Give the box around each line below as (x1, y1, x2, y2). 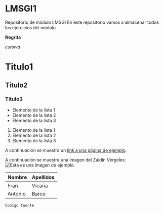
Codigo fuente (5, 203, 35, 208)
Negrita (5, 34, 21, 40)
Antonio (7, 190, 26, 197)
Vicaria (32, 182, 48, 189)
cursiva (5, 44, 21, 50)
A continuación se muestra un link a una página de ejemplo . (5, 147, 127, 153)
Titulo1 (5, 61, 33, 72)
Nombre (7, 174, 27, 181)
